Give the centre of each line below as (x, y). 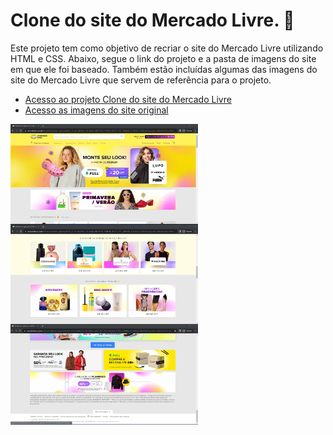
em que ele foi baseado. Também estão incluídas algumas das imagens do (164, 69)
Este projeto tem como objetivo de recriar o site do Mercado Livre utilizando (167, 48)
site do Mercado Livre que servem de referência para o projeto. (141, 80)
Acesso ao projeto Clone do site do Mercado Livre (128, 99)
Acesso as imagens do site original (96, 110)
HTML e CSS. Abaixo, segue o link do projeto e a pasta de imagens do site (163, 58)
